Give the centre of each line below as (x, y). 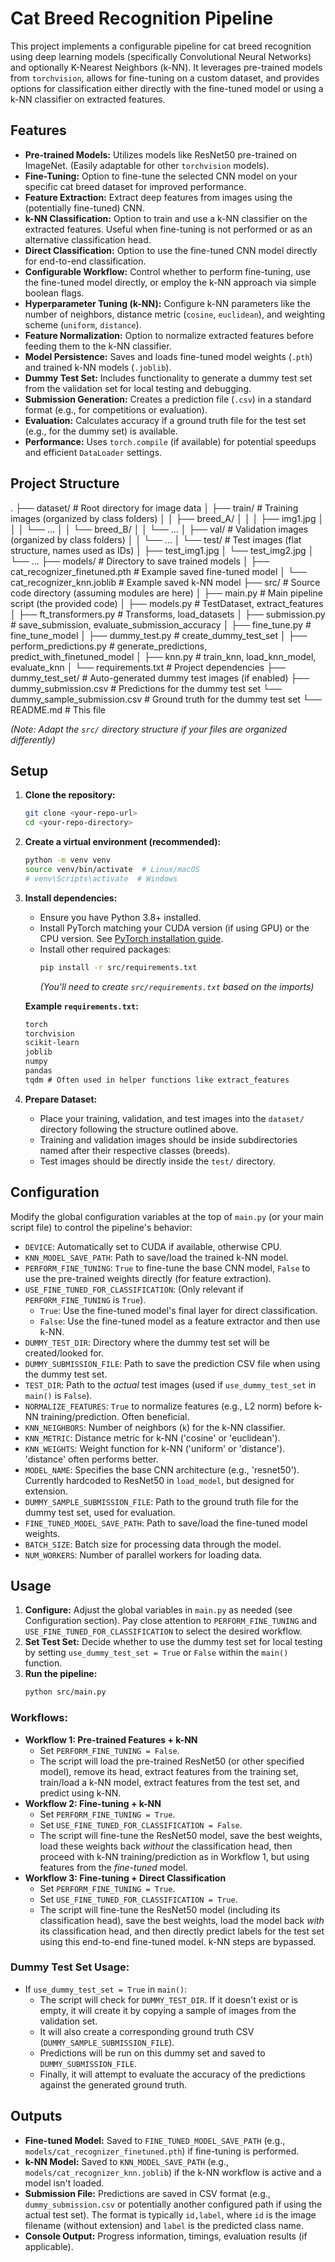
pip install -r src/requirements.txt (118, 967)
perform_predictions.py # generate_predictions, (109, 646)
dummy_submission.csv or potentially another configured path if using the (173, 2204)
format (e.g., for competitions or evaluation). (116, 409)
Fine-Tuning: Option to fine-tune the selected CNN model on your (161, 176)
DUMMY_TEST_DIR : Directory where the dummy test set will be (147, 1342)
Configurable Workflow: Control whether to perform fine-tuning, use (167, 271)
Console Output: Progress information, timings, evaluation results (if (166, 2236)
